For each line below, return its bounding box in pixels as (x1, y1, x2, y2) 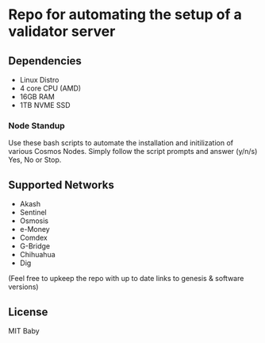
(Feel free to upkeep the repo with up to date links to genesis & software (8, 274, 244, 283)
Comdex (19, 233, 48, 243)
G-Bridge (19, 241, 50, 251)
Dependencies (8, 54, 82, 67)
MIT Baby (8, 326, 40, 335)
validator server (8, 22, 116, 40)
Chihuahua (19, 250, 56, 260)
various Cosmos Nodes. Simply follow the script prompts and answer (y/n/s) (8, 147, 258, 156)
